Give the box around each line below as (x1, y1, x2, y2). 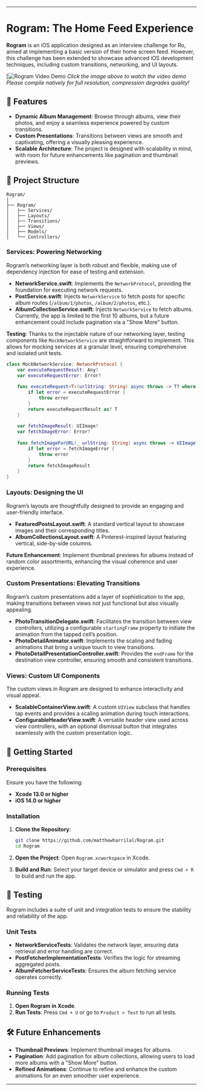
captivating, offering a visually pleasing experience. (14, 138, 144, 145)
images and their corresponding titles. (14, 527, 110, 534)
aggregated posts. (14, 960, 61, 967)
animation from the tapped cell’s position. (14, 630, 118, 638)
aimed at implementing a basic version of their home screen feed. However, (6, 48, 195, 55)
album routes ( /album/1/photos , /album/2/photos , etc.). (14, 299, 152, 306)
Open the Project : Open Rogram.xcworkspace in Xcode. (14, 854, 150, 861)
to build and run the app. (14, 872, 77, 879)
